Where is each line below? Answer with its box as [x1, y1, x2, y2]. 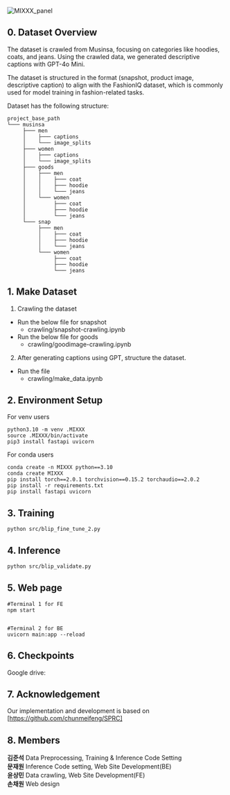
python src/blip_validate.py [7, 563, 91, 570]
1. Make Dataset [7, 286, 78, 298]
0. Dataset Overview [7, 26, 98, 38]
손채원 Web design [7, 780, 60, 788]
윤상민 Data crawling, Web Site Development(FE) [7, 771, 145, 780]
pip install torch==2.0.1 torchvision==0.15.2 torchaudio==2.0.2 [7, 476, 200, 483]
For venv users [7, 413, 50, 421]
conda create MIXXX [7, 470, 64, 477]
